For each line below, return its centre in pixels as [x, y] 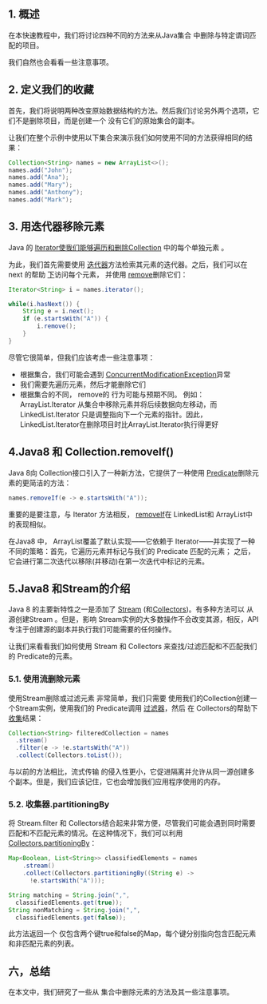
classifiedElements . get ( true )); [69, 902]
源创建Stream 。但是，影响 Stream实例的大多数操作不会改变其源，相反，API [133, 620]
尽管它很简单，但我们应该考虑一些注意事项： [82, 357]
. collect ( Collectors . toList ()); [69, 755]
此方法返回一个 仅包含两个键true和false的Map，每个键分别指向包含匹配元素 [132, 934]
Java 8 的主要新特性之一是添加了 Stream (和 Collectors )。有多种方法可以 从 [131, 609]
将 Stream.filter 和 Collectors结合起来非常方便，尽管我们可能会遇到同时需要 [132, 823]
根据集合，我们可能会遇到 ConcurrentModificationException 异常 [125, 374]
